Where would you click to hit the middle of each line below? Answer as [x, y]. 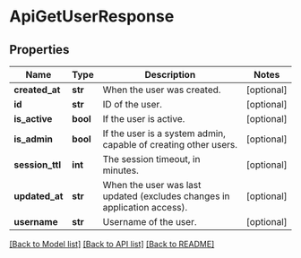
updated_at [39, 196]
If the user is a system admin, [164, 133]
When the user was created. [162, 90]
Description [170, 75]
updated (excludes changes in [166, 196]
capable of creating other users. [170, 145]
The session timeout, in [151, 159]
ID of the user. [133, 104]
